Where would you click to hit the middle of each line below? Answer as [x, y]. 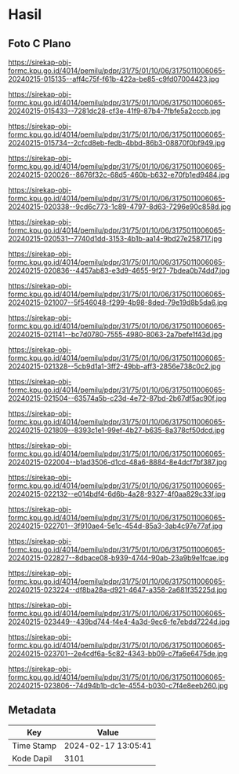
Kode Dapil [32, 758]
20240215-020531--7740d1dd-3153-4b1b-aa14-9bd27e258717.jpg [115, 238]
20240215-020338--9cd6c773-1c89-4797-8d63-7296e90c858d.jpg [119, 207]
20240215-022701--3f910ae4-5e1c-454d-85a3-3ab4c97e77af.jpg [116, 526]
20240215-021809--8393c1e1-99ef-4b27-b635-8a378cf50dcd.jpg [116, 430]
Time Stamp [34, 746]
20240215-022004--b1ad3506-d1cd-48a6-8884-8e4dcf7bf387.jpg [118, 462]
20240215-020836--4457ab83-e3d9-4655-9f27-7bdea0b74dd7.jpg [119, 270]
